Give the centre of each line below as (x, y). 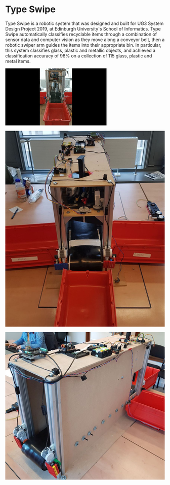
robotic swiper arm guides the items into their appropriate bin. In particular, (83, 45)
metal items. (18, 61)
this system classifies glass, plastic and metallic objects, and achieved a (80, 50)
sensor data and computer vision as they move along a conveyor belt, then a (85, 40)
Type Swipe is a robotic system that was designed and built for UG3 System (84, 23)
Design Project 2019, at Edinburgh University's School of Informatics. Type (83, 28)
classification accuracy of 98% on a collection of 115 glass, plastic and (79, 56)
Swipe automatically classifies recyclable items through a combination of (81, 34)
